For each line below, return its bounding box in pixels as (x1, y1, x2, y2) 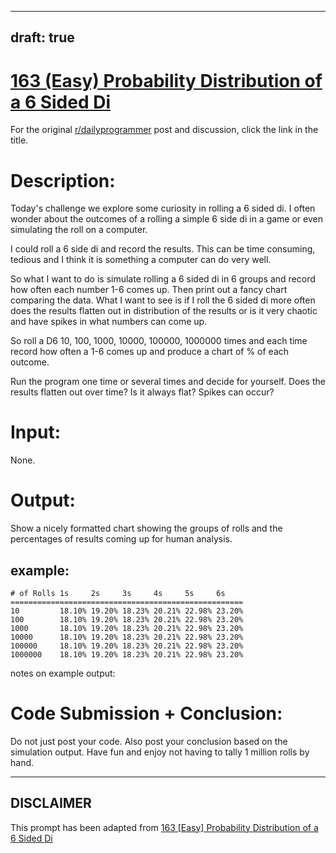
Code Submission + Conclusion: (10, 702, 283, 725)
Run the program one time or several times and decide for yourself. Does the (10, 376, 326, 388)
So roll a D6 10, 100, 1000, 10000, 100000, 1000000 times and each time (10, 335, 308, 347)
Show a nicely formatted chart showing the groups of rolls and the (10, 522, 283, 535)
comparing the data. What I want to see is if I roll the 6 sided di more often (10, 294, 316, 306)
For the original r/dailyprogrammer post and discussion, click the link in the (10, 124, 319, 136)
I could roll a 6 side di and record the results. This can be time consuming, (10, 243, 316, 255)
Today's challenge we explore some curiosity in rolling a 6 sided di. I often (10, 202, 316, 215)
